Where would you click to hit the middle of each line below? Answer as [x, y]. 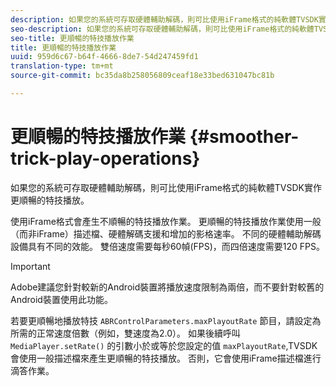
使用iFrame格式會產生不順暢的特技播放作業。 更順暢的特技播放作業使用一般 [166, 221]
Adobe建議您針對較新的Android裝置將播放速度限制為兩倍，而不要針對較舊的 [167, 287]
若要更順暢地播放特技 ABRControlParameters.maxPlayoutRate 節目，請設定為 [166, 320]
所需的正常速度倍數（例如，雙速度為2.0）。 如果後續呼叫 [125, 333]
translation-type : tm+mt [62, 66]
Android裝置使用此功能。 [61, 299]
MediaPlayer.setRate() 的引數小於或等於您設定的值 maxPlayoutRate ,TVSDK [164, 345]
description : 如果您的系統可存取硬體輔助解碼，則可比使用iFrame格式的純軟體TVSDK [164, 19]
